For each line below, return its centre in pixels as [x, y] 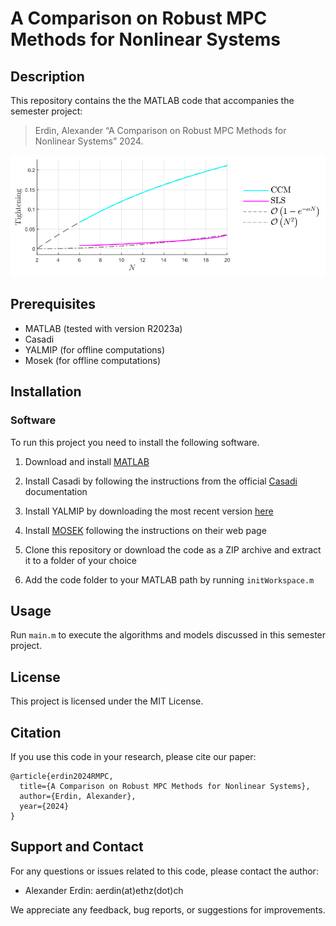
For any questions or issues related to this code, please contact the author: [164, 871]
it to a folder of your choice [80, 560]
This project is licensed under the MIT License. [107, 701]
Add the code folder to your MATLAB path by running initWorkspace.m [169, 579]
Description [47, 76]
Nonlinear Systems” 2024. [89, 141]
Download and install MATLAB [87, 461]
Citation [36, 732]
